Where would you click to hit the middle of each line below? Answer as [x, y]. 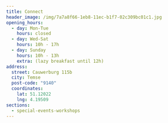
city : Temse [26, 77]
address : [17, 67]
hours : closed [34, 34]
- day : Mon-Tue [30, 28]
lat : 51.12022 [34, 94]
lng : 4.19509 [33, 99]
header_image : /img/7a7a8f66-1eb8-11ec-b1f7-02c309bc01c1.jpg [84, 17]
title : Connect [25, 12]
